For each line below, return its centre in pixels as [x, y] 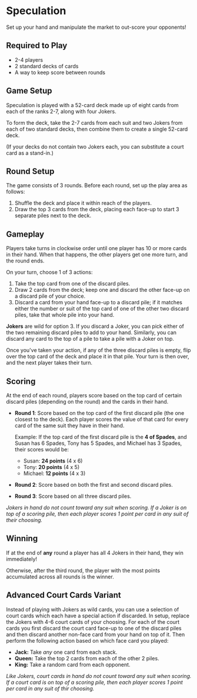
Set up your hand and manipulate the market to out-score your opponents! [96, 27]
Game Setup [29, 91]
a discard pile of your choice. [50, 296]
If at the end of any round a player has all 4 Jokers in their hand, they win [95, 553]
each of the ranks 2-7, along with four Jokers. [61, 111]
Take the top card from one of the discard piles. [72, 284]
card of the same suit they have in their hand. [69, 426]
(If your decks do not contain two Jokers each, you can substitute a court [95, 147]
